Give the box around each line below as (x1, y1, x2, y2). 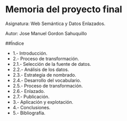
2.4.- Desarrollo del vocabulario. (12, 77, 81, 83)
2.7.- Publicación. (12, 93, 50, 100)
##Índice (5, 40, 24, 46)
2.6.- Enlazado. (12, 88, 45, 94)
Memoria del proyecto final (5, 4, 122, 15)
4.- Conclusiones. (12, 104, 51, 110)
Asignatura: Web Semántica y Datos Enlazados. (5, 20, 106, 27)
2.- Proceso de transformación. (12, 55, 79, 62)
